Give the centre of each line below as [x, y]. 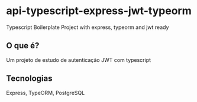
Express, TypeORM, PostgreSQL [46, 93]
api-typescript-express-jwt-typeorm [99, 11]
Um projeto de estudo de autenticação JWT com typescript [79, 60]
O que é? [23, 46]
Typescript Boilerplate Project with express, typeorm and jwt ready [88, 27]
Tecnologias [29, 79]
